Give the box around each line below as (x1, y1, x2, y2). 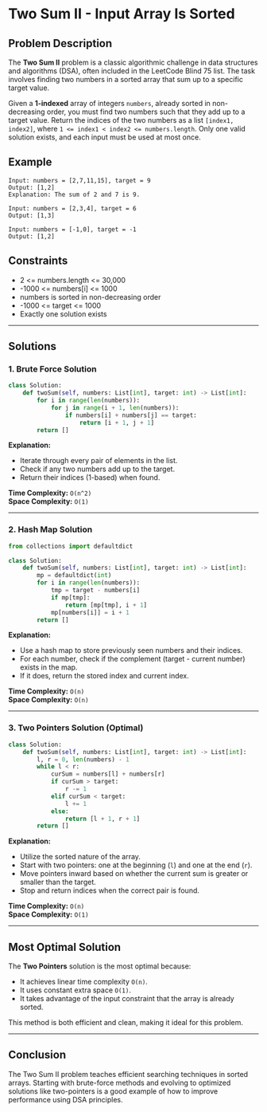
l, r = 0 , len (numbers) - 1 (37, 755, 130, 764)
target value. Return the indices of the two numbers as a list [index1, (8, 116, 234, 124)
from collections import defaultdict (8, 542, 133, 550)
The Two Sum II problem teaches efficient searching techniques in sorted (8, 1069, 249, 1079)
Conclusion (8, 1048, 67, 1062)
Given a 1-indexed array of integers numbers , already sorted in (8, 99, 211, 108)
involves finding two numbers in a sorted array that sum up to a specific (8, 75, 244, 84)
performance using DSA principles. (8, 1094, 123, 1104)
